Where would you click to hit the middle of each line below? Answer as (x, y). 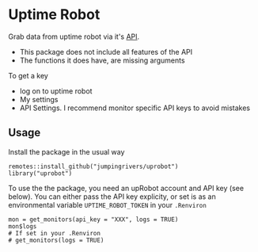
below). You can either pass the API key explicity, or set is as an (112, 197)
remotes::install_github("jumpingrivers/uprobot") (93, 166)
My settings (39, 99)
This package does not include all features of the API (106, 52)
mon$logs (23, 226)
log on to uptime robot (56, 91)
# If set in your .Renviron (55, 233)
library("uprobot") (40, 173)
